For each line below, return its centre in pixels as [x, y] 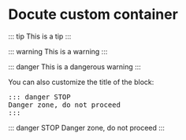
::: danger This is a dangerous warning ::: [75, 66]
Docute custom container [93, 15]
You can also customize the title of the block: [81, 82]
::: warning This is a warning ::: [58, 51]
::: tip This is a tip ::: [40, 36]
